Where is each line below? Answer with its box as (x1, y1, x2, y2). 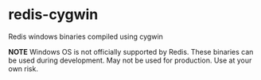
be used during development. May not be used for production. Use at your (8, 55, 252, 65)
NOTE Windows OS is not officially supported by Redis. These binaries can (8, 47, 254, 56)
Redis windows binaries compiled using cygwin (8, 32, 163, 41)
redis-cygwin (8, 6, 99, 24)
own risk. (8, 63, 38, 73)
